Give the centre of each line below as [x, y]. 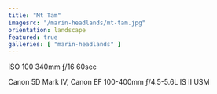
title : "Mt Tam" [35, 15]
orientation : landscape [47, 30]
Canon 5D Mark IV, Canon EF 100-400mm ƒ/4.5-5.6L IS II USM [109, 82]
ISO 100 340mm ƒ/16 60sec [52, 67]
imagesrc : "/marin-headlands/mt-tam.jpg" [77, 23]
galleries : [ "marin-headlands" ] [65, 45]
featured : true [33, 37]
